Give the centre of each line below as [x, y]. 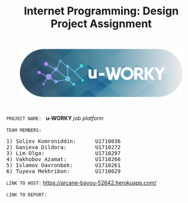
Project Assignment [101, 24]
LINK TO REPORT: [27, 195]
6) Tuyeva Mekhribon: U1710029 [64, 171]
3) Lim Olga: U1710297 [64, 153]
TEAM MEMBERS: [24, 130]
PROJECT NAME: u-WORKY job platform [55, 118]
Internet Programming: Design [101, 11]
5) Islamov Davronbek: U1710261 [64, 165]
